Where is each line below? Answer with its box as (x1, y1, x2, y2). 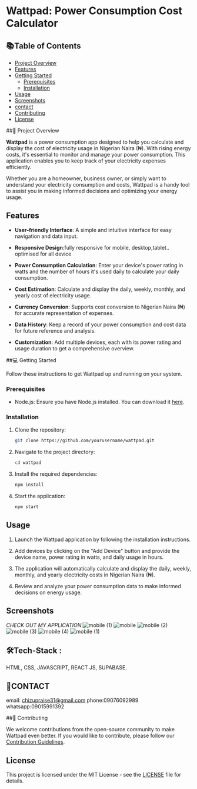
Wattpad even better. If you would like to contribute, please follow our (6, 732, 175, 740)
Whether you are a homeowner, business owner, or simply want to (6, 175, 166, 182)
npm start (14, 504, 39, 510)
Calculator (6, 16, 58, 30)
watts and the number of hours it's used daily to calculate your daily (14, 268, 179, 275)
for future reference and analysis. (14, 327, 96, 334)
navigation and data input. (14, 233, 78, 240)
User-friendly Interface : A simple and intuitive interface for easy (14, 226, 172, 233)
